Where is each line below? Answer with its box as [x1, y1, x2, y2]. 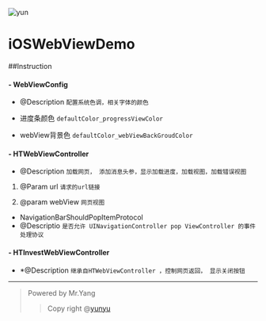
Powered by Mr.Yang [27, 288, 96, 297]
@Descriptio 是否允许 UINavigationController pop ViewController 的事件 [19, 221, 256, 231]
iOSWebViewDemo [8, 36, 135, 53]
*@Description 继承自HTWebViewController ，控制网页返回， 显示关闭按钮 [19, 266, 245, 275]
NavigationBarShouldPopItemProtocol [19, 212, 144, 222]
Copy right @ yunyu [47, 304, 111, 313]
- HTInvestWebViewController [8, 247, 110, 257]
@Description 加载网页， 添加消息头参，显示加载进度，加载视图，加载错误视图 [19, 166, 247, 176]
